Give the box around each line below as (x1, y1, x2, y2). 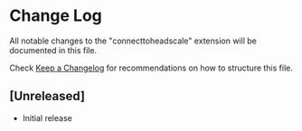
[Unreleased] (9, 89, 86, 104)
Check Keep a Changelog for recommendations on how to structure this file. (9, 62, 294, 73)
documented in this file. (9, 44, 98, 55)
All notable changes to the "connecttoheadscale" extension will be (9, 35, 258, 46)
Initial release (22, 112, 72, 123)
